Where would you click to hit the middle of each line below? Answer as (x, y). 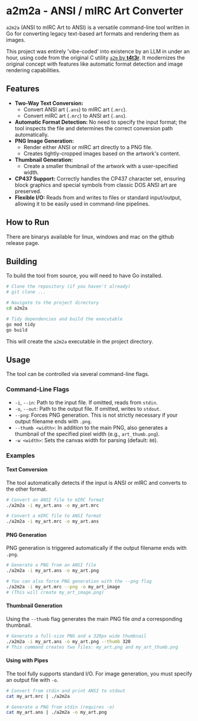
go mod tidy (21, 324)
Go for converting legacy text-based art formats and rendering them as (93, 33)
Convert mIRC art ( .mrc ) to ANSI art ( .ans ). (75, 115)
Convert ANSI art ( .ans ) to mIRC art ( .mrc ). (75, 109)
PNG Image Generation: (44, 141)
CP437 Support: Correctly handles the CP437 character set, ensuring (100, 178)
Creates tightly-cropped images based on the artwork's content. (102, 153)
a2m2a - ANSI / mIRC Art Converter (95, 11)
